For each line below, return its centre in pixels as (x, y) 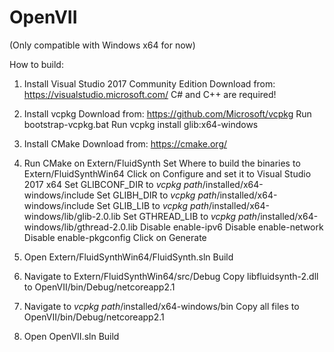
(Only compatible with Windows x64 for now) (102, 45)
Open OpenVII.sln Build (71, 336)
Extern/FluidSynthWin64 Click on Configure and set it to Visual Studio (167, 173)
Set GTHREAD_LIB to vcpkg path (190, 216)
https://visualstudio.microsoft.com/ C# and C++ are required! (150, 94)
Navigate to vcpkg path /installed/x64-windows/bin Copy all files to (161, 306)
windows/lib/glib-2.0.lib (72, 216)
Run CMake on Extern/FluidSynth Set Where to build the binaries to (162, 163)
